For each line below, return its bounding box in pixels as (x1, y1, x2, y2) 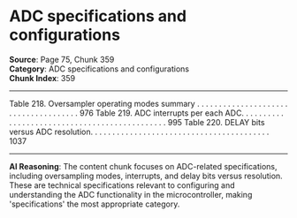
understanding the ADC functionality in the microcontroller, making (9, 189, 253, 199)
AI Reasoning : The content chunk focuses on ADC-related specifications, (9, 161, 278, 171)
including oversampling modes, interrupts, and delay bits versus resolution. (9, 170, 283, 181)
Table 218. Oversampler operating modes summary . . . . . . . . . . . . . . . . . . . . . (9, 98, 288, 109)
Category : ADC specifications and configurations (9, 64, 190, 74)
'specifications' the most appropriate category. (9, 199, 180, 209)
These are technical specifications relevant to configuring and (9, 179, 235, 191)
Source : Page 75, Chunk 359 (9, 54, 115, 64)
